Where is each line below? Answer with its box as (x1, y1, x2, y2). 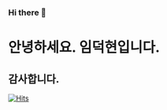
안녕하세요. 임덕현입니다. (8, 38, 160, 57)
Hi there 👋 (8, 7, 47, 18)
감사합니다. (8, 72, 60, 86)
